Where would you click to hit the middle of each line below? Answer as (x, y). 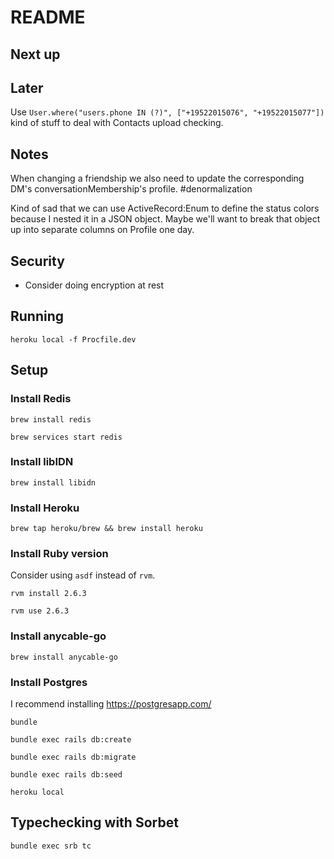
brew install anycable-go (64, 657)
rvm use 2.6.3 (40, 611)
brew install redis (51, 419)
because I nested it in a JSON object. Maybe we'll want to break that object (165, 219)
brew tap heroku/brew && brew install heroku (106, 529)
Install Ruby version (59, 554)
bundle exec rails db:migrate (73, 757)
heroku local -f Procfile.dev (73, 339)
